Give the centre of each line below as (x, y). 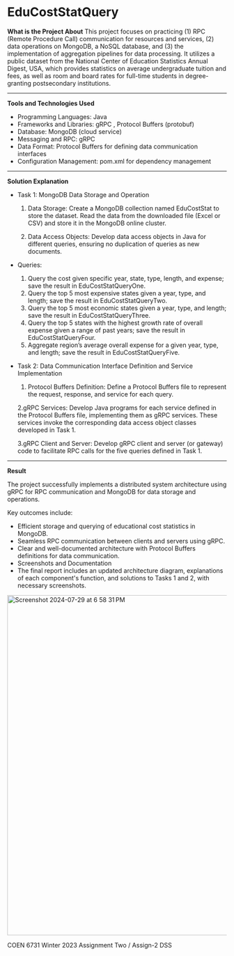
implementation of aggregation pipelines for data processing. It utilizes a (111, 54)
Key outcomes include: (40, 512)
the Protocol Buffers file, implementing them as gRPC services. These (117, 415)
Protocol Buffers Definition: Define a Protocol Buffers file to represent (127, 387)
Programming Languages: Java (62, 116)
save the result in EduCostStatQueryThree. (89, 315)
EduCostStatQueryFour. (62, 337)
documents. (45, 251)
